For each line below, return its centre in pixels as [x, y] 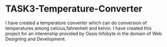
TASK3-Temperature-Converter [74, 9]
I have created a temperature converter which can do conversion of [76, 23]
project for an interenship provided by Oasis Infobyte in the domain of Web [83, 33]
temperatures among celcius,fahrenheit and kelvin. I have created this [78, 28]
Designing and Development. [36, 39]
